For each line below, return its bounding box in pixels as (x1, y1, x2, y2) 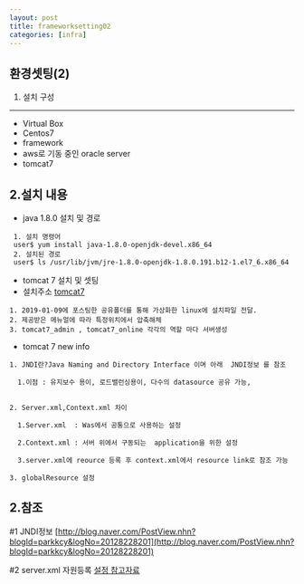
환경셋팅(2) (9, 65, 71, 81)
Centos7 (22, 128, 54, 139)
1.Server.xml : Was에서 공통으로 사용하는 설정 (17, 421, 182, 430)
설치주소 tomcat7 (22, 286, 85, 297)
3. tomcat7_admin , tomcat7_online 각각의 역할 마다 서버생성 (9, 325, 228, 334)
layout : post (9, 13, 59, 23)
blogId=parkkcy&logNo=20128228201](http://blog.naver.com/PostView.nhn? (9, 536, 295, 547)
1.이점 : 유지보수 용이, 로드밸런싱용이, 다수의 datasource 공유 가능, (17, 378, 252, 387)
